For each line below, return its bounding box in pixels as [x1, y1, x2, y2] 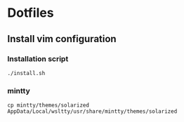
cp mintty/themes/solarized [7, 102, 90, 109]
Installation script [7, 54, 69, 64]
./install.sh [7, 69, 46, 76]
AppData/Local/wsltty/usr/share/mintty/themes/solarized [7, 108, 178, 115]
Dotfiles [7, 5, 54, 21]
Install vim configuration [7, 33, 117, 45]
